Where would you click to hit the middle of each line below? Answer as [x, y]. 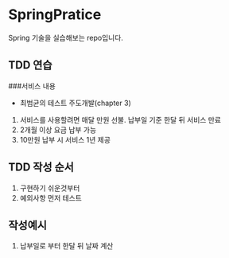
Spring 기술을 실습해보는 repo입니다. [66, 37]
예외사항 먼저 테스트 [50, 197]
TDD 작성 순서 [41, 168]
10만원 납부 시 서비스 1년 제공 [65, 139]
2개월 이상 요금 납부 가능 [58, 130]
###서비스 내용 [32, 86]
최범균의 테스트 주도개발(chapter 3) [75, 103]
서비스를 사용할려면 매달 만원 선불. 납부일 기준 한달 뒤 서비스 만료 [120, 119]
